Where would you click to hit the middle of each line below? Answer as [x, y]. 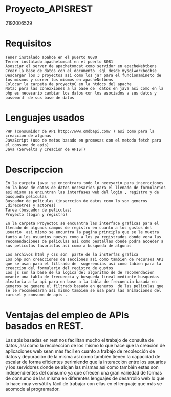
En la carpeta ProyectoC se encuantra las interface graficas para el [82, 223]
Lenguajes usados [45, 118]
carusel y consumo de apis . [36, 295]
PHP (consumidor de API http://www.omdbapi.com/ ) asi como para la [80, 131]
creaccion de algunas [28, 136]
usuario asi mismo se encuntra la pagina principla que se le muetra [82, 232]
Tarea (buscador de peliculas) [39, 210]
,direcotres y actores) [31, 205]
